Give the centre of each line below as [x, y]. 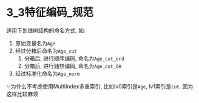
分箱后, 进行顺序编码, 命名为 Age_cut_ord [74, 58]
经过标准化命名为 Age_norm [47, 73]
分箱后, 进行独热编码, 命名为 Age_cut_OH [73, 66]
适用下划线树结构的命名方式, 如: [46, 30]
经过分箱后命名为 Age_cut [46, 51]
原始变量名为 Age [35, 43]
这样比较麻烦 [22, 94]
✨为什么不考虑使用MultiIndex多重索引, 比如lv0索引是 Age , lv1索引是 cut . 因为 [100, 86]
